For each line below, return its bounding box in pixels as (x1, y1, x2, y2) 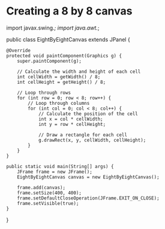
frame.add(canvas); (17, 184, 66, 190)
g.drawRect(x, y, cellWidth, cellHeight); (38, 137, 146, 143)
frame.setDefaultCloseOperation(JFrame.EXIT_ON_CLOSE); (17, 195, 160, 201)
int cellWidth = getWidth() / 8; (17, 74, 101, 80)
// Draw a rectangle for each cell (38, 131, 128, 138)
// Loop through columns (28, 100, 90, 106)
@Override (6, 47, 31, 54)
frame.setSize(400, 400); (17, 190, 82, 196)
